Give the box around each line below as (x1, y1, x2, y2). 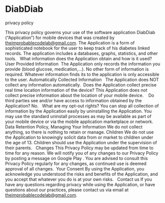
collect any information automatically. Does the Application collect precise (5, 81, 157, 87)
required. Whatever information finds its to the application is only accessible (5, 71, 160, 77)
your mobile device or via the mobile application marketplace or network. (5, 119, 154, 124)
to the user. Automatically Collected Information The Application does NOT (5, 77, 159, 82)
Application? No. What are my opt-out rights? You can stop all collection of (5, 103, 159, 109)
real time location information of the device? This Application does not (5, 87, 148, 93)
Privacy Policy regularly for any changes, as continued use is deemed (5, 161, 147, 166)
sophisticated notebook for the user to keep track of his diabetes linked (5, 45, 150, 51)
